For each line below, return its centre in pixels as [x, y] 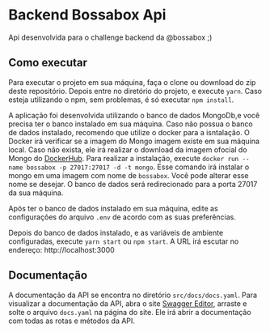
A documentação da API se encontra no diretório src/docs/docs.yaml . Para [133, 295]
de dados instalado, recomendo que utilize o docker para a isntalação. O [129, 132]
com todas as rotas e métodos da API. [72, 321]
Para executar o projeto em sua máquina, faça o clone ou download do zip [132, 82]
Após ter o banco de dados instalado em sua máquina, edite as [113, 208]
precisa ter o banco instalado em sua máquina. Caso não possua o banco [131, 124]
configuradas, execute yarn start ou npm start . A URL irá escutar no [124, 241]
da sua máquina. [36, 193]
